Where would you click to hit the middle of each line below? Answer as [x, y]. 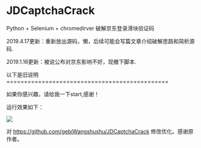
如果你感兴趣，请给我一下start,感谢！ [53, 94]
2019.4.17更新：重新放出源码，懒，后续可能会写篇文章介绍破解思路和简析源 [100, 41]
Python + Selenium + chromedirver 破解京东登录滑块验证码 [80, 28]
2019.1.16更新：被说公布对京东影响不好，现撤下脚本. [72, 62]
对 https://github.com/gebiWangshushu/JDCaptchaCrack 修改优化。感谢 [97, 131]
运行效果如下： [25, 107]
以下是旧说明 [22, 74]
